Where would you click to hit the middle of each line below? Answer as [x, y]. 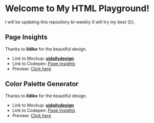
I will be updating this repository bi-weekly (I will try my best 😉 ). [70, 22]
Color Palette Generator [42, 84]
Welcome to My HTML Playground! [77, 9]
